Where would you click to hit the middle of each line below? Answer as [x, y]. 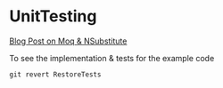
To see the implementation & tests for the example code [112, 58]
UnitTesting [53, 16]
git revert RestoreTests [55, 74]
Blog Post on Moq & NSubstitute [68, 41]
